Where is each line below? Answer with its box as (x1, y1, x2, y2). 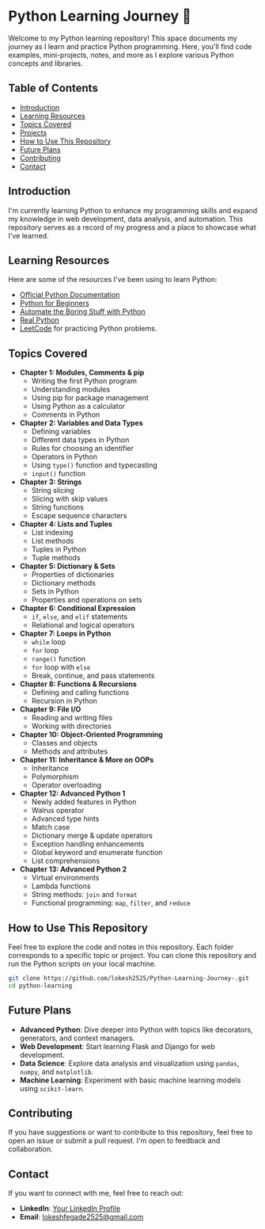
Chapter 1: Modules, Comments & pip (19, 368, 145, 377)
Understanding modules (31, 384, 111, 395)
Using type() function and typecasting (31, 460, 158, 470)
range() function (31, 654, 86, 664)
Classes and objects (31, 739, 98, 748)
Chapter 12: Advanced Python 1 (19, 788, 126, 799)
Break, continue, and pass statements (31, 671, 155, 681)
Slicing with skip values (31, 494, 108, 504)
